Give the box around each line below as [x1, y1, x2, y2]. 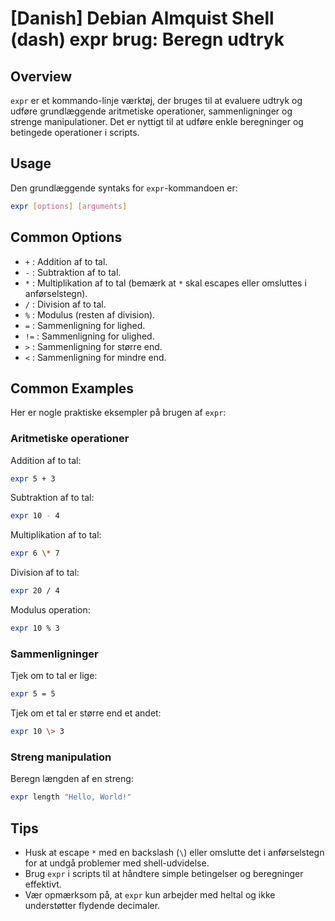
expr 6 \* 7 [10, 548, 60, 559]
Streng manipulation [10, 750, 112, 764]
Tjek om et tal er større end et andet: [10, 707, 162, 719]
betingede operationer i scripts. [10, 127, 140, 138]
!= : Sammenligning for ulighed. [24, 330, 155, 342]
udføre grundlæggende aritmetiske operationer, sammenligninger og [10, 105, 293, 117]
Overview [10, 68, 73, 85]
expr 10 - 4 [10, 511, 60, 521]
